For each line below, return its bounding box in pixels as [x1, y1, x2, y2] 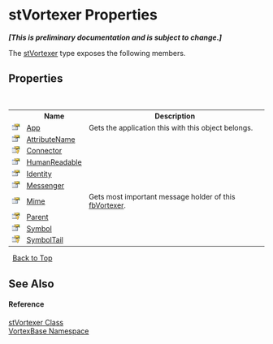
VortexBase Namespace [8, 326, 89, 336]
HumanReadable [26, 157, 83, 167]
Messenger [26, 180, 65, 190]
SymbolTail [26, 235, 63, 245]
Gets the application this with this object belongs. [89, 123, 253, 132]
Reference [8, 299, 45, 309]
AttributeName [26, 134, 76, 144]
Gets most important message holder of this [89, 192, 236, 202]
